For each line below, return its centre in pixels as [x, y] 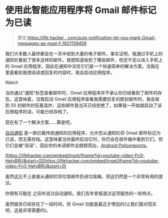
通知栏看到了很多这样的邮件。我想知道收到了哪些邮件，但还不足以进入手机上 [84, 60]
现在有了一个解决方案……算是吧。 [40, 122]
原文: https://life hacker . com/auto [52, 38]
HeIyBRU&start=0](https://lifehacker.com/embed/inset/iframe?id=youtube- [82, 160]
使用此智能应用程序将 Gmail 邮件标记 [81, 10]
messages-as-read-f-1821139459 [52, 43]
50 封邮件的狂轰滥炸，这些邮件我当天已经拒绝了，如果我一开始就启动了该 [86, 105]
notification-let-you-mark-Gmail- [122, 38]
